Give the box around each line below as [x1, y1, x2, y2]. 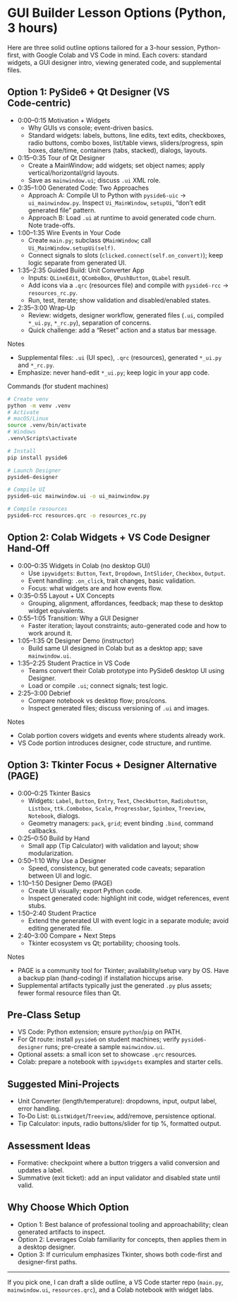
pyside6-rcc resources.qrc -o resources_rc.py [7, 512, 147, 519]
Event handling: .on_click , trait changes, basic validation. [28, 576, 196, 585]
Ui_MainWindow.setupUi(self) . [28, 243, 116, 252]
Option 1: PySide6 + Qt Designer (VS [7, 86, 170, 98]
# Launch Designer [7, 467, 61, 474]
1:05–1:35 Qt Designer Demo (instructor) [17, 636, 135, 645]
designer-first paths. [17, 1257, 78, 1266]
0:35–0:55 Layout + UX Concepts [17, 591, 115, 600]
